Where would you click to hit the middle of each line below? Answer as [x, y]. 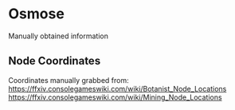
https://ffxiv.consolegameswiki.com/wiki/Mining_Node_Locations [115, 97]
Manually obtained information [59, 36]
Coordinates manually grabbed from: [69, 80]
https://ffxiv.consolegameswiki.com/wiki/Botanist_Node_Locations [117, 88]
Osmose [37, 14]
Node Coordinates [55, 61]
